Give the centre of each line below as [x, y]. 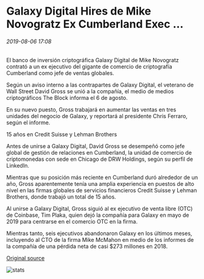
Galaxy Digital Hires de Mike [79, 11]
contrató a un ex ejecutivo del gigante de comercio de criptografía [89, 67]
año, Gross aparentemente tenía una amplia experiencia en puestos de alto [100, 184]
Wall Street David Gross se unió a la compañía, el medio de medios [90, 91]
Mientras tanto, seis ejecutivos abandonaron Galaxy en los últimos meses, [99, 233]
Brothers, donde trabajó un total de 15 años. [61, 197]
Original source [26, 258]
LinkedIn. [18, 166]
